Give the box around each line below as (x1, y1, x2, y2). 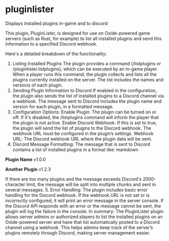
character (5, 181, 26, 187)
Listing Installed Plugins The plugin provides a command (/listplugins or (12, 60, 161, 66)
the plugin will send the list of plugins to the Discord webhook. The (12, 125, 151, 131)
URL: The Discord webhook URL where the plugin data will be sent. (12, 136, 152, 142)
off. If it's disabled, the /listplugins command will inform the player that (12, 114, 159, 120)
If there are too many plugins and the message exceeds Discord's (5, 176, 142, 182)
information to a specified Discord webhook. (5, 41, 97, 47)
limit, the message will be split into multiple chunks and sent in (26, 181, 156, 187)
